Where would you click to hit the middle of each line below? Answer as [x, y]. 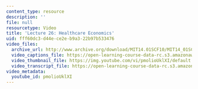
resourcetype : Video [32, 28]
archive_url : [27, 50]
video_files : [22, 44]
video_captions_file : [38, 55]
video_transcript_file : [40, 66]
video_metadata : [26, 71]
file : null [19, 22]
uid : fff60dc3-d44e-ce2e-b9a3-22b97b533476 [60, 39]
